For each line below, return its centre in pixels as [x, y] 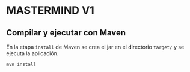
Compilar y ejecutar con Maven [66, 33]
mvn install [21, 64]
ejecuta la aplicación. [32, 53]
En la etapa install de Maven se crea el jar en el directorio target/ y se [95, 47]
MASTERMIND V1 [50, 10]
